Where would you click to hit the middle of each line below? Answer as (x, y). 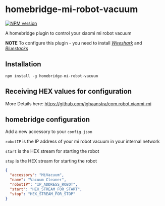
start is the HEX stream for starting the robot (52, 151)
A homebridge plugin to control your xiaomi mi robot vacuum (68, 33)
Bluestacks (17, 48)
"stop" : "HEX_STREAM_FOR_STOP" (43, 194)
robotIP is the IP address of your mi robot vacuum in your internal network (82, 141)
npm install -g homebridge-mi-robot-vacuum (52, 76)
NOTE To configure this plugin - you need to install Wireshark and (74, 43)
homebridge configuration (47, 119)
